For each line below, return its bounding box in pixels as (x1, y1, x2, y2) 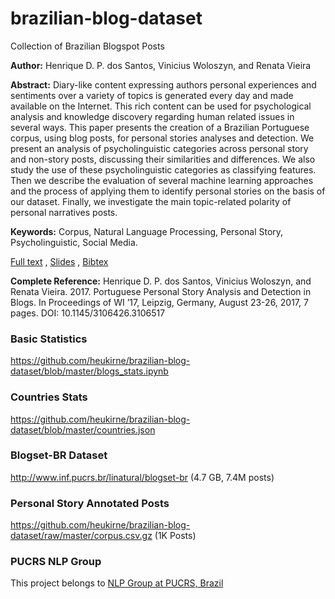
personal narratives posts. (10, 206, 118, 218)
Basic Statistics (10, 332, 88, 346)
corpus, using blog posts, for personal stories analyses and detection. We (10, 132, 315, 144)
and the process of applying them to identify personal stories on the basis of (10, 185, 326, 197)
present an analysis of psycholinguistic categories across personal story (10, 142, 309, 154)
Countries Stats (10, 390, 88, 404)
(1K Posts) (154, 530, 197, 542)
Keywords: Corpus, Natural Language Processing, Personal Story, (10, 225, 284, 237)
